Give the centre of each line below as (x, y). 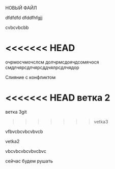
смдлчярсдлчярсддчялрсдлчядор (42, 67)
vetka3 (101, 121)
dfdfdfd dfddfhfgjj (24, 18)
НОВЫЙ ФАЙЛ (21, 8)
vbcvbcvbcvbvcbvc (26, 151)
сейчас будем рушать (29, 161)
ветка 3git (16, 112)
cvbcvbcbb (17, 27)
